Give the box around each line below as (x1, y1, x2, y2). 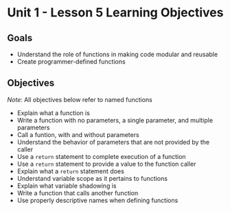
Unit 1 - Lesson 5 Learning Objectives (7, 5, 224, 21)
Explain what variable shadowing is (16, 182, 117, 190)
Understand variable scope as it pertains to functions (16, 174, 168, 182)
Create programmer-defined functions (16, 58, 126, 66)
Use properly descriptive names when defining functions (16, 196, 179, 204)
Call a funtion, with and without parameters (16, 130, 139, 138)
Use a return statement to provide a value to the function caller (16, 160, 197, 168)
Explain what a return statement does (16, 166, 125, 175)
